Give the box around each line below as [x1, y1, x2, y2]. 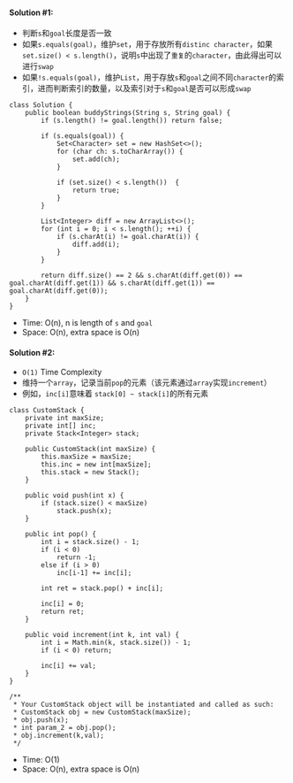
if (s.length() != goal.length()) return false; [41, 116, 223, 126]
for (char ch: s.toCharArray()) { [56, 147, 184, 157]
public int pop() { [25, 530, 97, 539]
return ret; [41, 607, 86, 617]
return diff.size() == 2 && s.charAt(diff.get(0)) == [41, 271, 243, 280]
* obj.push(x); [12, 716, 69, 725]
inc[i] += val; [41, 662, 97, 671]
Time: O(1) [21, 755, 60, 765]
